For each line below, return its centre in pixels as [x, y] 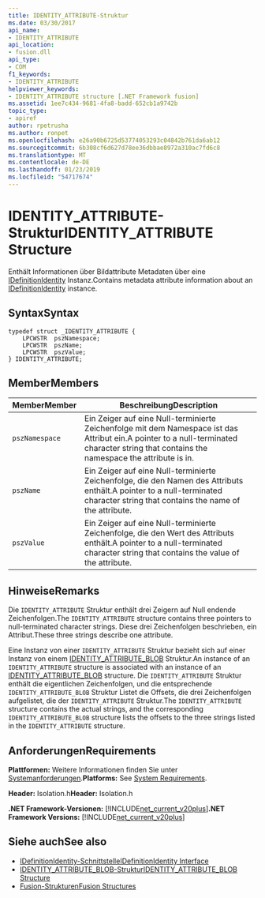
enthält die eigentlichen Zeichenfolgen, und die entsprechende [110, 684]
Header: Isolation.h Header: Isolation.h [71, 794]
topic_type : [28, 111]
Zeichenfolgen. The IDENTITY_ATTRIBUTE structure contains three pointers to [130, 618]
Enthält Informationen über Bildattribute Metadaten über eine [107, 271]
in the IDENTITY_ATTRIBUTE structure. [67, 726]
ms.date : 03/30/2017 [42, 23]
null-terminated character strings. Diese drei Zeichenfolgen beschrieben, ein [132, 627]
